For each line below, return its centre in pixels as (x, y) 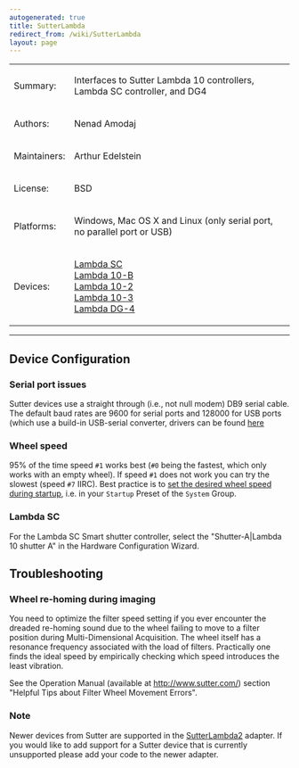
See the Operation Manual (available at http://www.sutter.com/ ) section (140, 683)
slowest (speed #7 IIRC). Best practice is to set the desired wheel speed (141, 484)
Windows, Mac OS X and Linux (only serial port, (174, 221)
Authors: (32, 124)
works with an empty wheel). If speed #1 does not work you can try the (139, 475)
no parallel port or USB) (124, 232)
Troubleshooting (57, 573)
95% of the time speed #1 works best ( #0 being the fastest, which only (138, 466)
